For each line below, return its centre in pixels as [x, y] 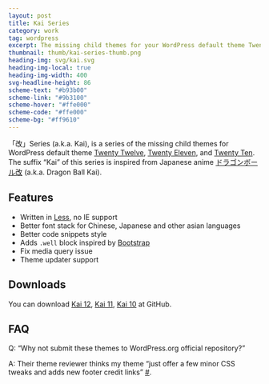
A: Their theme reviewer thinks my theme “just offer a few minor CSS [122, 364]
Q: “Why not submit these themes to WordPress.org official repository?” [127, 348]
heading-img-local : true [50, 68]
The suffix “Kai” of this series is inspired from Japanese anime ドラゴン [126, 162]
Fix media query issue [56, 251]
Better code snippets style [63, 234]
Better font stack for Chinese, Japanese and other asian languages [130, 226]
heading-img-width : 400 [48, 75]
